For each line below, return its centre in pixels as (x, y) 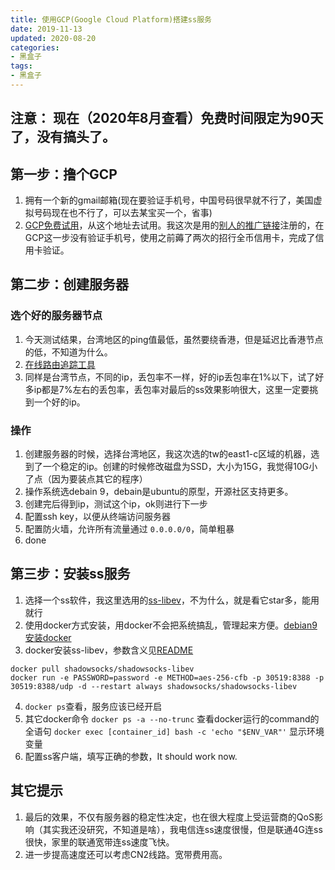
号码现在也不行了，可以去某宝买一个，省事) (123, 213)
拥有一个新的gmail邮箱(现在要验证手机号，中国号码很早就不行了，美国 (169, 200)
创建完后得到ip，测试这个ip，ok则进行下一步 (116, 504)
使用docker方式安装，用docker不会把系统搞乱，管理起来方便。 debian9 (171, 625)
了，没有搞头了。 (63, 137)
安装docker (48, 637)
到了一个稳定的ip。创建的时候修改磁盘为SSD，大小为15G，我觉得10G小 (171, 467)
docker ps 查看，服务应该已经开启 (93, 706)
